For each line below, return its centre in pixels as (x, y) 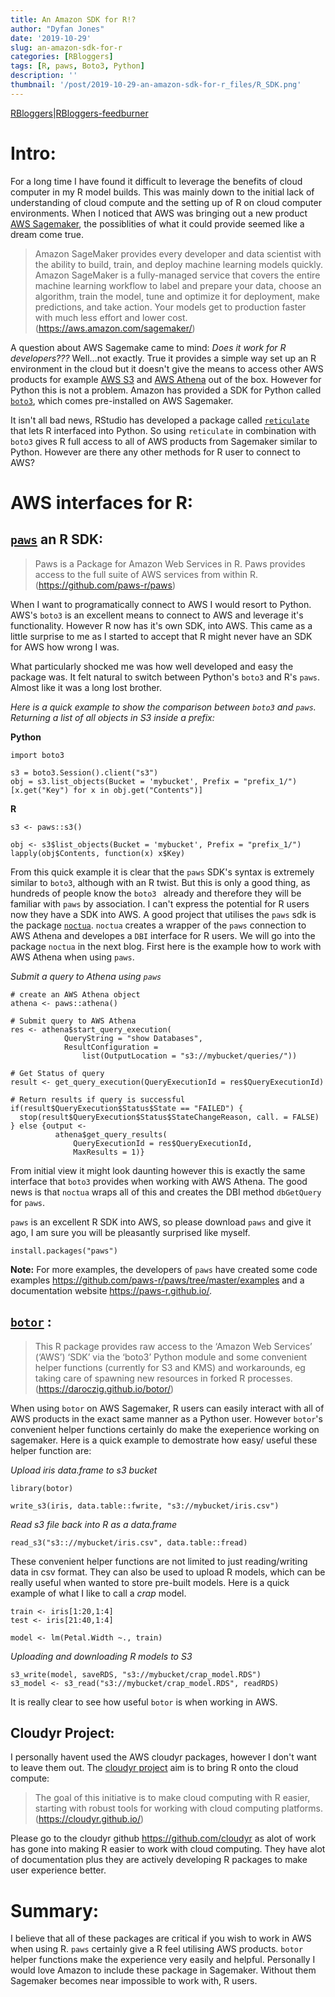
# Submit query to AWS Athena (73, 1021)
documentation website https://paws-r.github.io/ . (111, 1290)
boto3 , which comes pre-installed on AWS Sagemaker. (122, 400)
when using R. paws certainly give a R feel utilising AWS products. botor (157, 1949)
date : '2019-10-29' (51, 38)
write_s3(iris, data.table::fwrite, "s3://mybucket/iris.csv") (145, 1506)
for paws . (28, 1202)
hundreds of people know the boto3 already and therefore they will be (156, 893)
